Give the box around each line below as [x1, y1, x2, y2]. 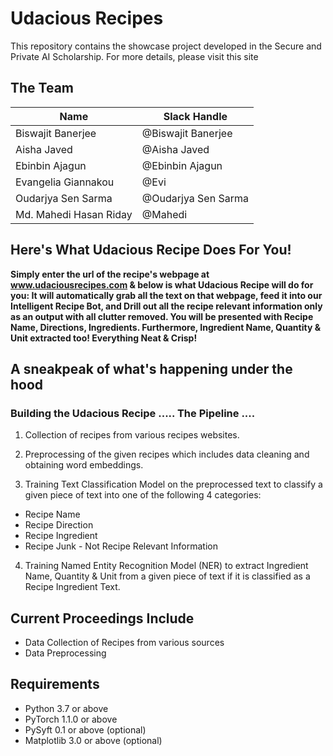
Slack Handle [163, 109, 228, 123]
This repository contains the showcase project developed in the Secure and [10, 40, 322, 52]
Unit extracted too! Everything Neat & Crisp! [10, 332, 198, 344]
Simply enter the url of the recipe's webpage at [10, 268, 210, 280]
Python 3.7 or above [24, 702, 109, 714]
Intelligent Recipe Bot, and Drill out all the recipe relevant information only [10, 300, 323, 312]
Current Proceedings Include [10, 610, 195, 627]
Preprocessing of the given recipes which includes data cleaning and [24, 448, 310, 461]
